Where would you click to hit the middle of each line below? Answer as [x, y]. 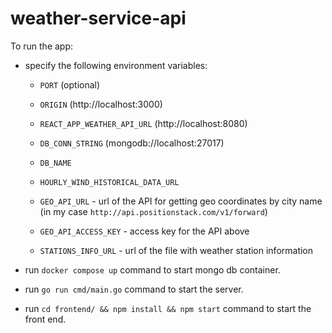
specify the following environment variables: [116, 65]
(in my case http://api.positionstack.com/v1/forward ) [153, 211]
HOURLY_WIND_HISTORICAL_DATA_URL [109, 182]
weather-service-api [98, 18]
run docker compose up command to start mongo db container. [152, 269]
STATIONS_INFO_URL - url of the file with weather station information [176, 250]
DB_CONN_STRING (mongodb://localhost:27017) [132, 143]
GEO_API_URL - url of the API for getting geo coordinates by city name [181, 201]
